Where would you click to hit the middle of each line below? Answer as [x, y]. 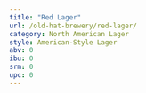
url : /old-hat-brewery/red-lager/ [73, 26]
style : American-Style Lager [63, 42]
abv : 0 [21, 50]
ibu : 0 [21, 58]
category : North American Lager [69, 34]
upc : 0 [21, 75]
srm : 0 [21, 67]
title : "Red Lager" [45, 17]
